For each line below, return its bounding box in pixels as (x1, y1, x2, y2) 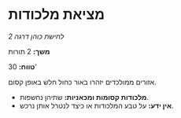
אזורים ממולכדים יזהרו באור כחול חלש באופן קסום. (8, 77, 157, 87)
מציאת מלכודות (8, 6, 105, 24)
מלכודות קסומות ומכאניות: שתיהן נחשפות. (19, 92, 150, 101)
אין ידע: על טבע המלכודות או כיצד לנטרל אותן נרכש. (19, 101, 175, 110)
